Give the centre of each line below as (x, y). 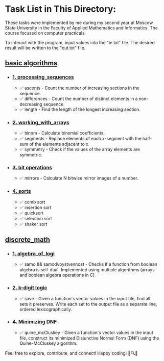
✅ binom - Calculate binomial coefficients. (62, 133)
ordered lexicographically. (46, 309)
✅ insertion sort (35, 207)
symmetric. (31, 155)
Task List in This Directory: (60, 9)
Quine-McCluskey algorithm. (48, 343)
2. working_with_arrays (41, 122)
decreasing (31, 104)
